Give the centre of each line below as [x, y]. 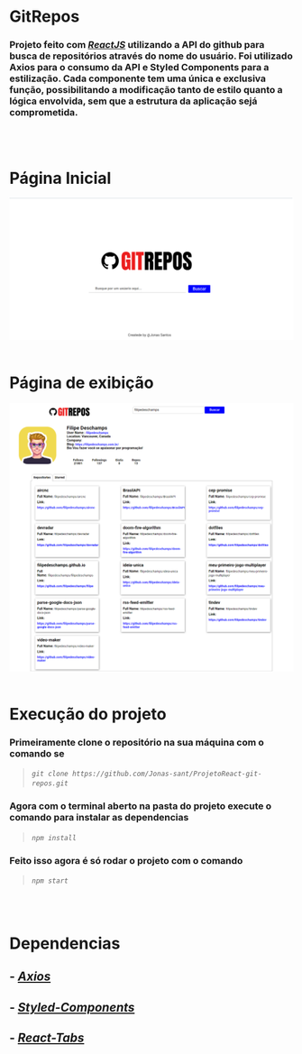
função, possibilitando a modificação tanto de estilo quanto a [146, 90]
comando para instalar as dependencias [99, 818]
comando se [37, 753]
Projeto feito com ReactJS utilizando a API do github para [137, 45]
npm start [50, 881]
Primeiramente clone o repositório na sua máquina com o [137, 742]
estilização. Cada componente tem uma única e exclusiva [138, 78]
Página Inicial [60, 178]
